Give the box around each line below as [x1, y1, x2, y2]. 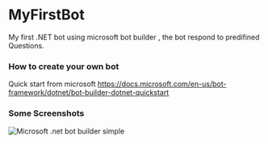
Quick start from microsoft [8, 79, 96, 89]
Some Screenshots [8, 108, 85, 119]
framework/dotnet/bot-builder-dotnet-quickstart [8, 88, 170, 97]
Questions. [8, 40, 44, 50]
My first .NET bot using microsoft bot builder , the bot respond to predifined [8, 32, 260, 42]
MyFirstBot [8, 6, 85, 24]
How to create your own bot [8, 60, 119, 72]
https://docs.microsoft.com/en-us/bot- [97, 79, 227, 89]
